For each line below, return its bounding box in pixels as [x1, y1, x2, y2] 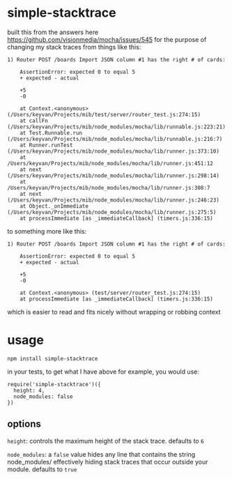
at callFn [20, 117, 49, 124]
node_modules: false [13, 393, 73, 400]
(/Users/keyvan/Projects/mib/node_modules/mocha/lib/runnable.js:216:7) [7, 135, 223, 142]
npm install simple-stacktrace [7, 355, 98, 362]
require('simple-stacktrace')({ [7, 381, 101, 388]
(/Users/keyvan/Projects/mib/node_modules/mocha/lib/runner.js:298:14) [7, 172, 219, 179]
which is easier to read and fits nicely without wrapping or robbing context [7, 307, 221, 316]
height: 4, [13, 387, 45, 394]
